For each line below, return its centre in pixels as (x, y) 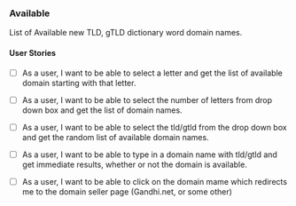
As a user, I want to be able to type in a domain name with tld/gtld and (149, 154)
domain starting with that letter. (79, 83)
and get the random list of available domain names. (116, 137)
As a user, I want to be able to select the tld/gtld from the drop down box (154, 127)
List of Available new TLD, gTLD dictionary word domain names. (126, 33)
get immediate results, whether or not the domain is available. (135, 164)
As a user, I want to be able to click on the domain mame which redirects (155, 181)
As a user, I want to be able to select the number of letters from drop (147, 99)
